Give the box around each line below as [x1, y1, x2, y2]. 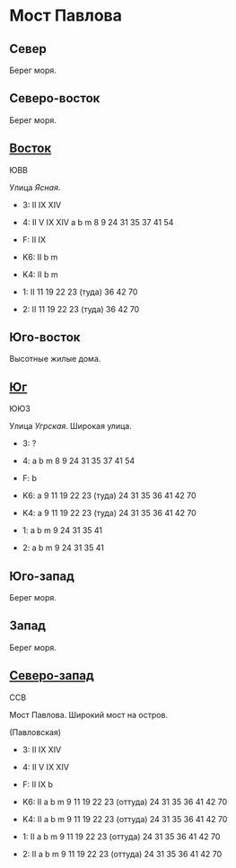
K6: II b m [22, 251, 58, 262]
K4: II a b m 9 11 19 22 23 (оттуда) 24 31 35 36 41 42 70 [22, 813, 228, 824]
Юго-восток [9, 329, 81, 346]
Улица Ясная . [9, 181, 61, 193]
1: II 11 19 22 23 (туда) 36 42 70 [22, 286, 138, 297]
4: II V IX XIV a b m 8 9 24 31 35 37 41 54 [22, 216, 174, 227]
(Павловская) [9, 726, 61, 737]
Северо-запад [9, 668, 94, 683]
